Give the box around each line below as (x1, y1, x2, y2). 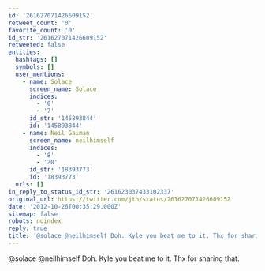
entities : (8, 48, 41, 56)
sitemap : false (8, 210, 58, 218)
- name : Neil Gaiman (22, 129, 90, 137)
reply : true (8, 224, 47, 233)
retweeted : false (8, 41, 65, 49)
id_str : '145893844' (28, 115, 97, 122)
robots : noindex (8, 217, 62, 225)
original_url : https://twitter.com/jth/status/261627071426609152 (8, 195, 231, 203)
